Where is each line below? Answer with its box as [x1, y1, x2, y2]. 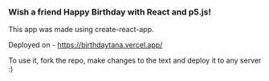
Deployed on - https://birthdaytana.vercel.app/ [8, 40, 163, 50]
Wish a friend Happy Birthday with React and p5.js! [8, 6, 211, 18]
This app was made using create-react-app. [8, 25, 154, 34]
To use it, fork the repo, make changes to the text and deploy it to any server [8, 55, 262, 66]
